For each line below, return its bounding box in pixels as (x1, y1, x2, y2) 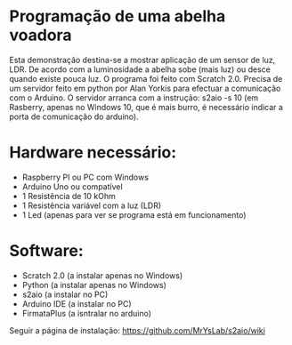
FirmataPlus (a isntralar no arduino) (21, 308, 152, 318)
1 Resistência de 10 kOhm (21, 190, 116, 201)
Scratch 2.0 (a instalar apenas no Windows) (21, 269, 183, 281)
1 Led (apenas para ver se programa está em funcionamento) (21, 209, 247, 220)
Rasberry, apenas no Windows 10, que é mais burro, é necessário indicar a (9, 101, 283, 112)
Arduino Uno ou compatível (21, 181, 123, 192)
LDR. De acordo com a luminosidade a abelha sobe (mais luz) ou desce (9, 64, 272, 75)
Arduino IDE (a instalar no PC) (21, 298, 132, 309)
